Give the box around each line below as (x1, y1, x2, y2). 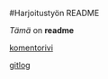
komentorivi (9, 42, 54, 53)
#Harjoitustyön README (9, 8, 100, 18)
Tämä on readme (9, 25, 75, 35)
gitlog (9, 60, 31, 70)
